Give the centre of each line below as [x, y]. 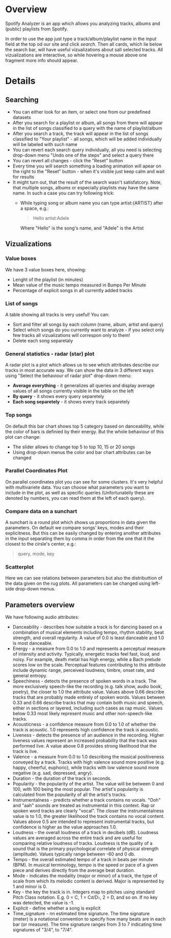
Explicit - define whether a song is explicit [56, 908]
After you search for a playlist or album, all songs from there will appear [88, 123]
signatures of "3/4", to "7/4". [42, 930]
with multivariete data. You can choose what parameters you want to [77, 487]
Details [20, 81]
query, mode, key [36, 554]
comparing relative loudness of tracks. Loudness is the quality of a [82, 843]
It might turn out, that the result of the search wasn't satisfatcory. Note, [87, 182]
